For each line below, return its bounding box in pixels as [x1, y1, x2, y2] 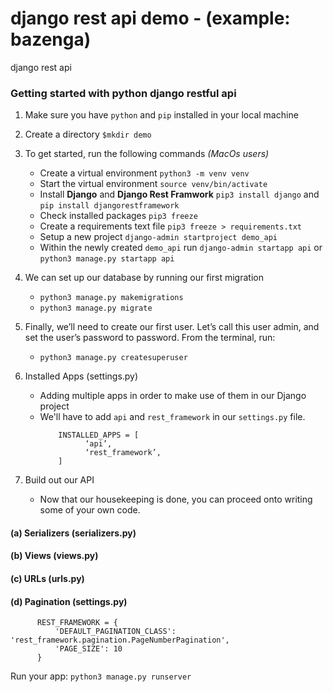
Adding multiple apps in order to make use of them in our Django [39, 390, 307, 402]
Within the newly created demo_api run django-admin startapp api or [39, 242, 323, 254]
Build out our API [24, 474, 95, 486]
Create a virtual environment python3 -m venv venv [39, 167, 250, 179]
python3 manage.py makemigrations [39, 293, 184, 303]
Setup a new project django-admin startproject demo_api [39, 231, 278, 243]
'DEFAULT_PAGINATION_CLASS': [54, 627, 177, 637]
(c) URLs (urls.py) [10, 573, 85, 585]
